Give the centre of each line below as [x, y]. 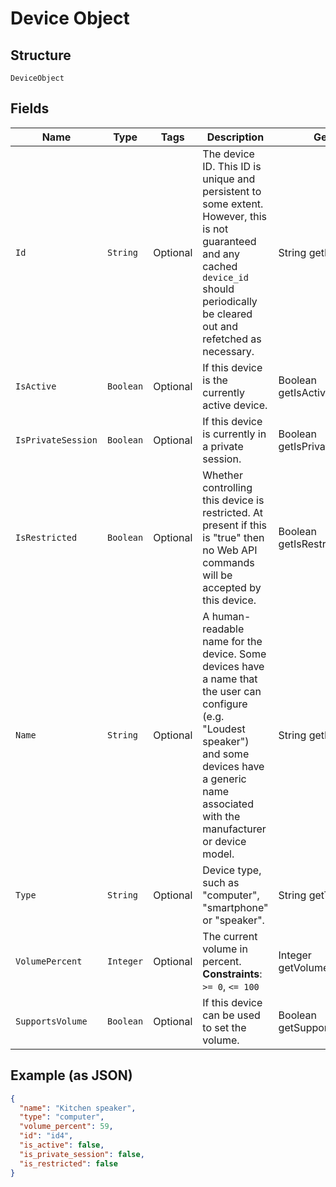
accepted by [232, 587]
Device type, [232, 870]
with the [221, 816]
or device [224, 841]
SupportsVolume [51, 1021]
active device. [235, 405]
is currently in [234, 434]
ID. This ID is [232, 166]
